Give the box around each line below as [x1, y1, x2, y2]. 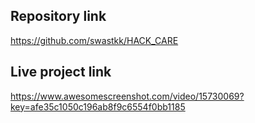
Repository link [10, 8, 107, 25]
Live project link [10, 64, 112, 81]
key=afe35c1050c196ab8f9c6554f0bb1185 [10, 100, 186, 113]
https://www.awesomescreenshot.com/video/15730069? [10, 90, 245, 102]
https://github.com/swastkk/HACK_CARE [10, 34, 179, 46]
